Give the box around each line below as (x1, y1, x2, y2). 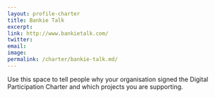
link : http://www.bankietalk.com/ (7, 29, 109, 37)
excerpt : (7, 23, 33, 30)
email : (7, 43, 27, 50)
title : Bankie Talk (7, 17, 65, 24)
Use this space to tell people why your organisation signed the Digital (7, 75, 209, 83)
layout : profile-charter (7, 10, 80, 17)
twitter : (7, 36, 33, 43)
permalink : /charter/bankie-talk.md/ (7, 56, 118, 63)
